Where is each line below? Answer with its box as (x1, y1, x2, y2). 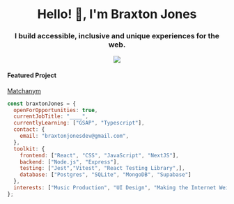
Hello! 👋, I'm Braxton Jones (37, 6, 197, 22)
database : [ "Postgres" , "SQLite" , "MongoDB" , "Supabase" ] (19, 171, 192, 178)
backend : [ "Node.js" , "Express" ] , (19, 158, 120, 166)
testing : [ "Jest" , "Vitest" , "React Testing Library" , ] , (19, 165, 186, 172)
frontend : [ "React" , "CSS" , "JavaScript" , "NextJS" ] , (19, 152, 179, 159)
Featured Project (7, 71, 57, 79)
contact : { (13, 126, 45, 133)
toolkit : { (13, 146, 45, 152)
